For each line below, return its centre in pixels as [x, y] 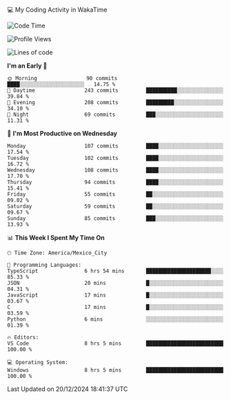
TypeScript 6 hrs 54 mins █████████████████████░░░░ [115, 271]
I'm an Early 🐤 [27, 66]
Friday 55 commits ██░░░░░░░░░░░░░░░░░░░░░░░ [115, 194]
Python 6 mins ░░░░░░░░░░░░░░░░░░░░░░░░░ [115, 319]
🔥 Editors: [23, 337]
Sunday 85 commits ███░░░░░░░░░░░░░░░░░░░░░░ [115, 219]
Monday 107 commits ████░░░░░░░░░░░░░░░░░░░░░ [115, 146]
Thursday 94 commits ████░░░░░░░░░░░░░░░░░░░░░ [115, 182]
